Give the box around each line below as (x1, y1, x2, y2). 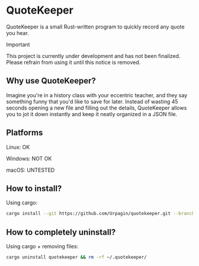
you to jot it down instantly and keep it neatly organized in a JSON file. (6, 110, 178, 117)
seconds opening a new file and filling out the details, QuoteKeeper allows (6, 104, 187, 111)
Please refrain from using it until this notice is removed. (6, 59, 141, 66)
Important (6, 41, 30, 48)
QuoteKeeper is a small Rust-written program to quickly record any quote (6, 23, 185, 30)
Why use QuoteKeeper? (6, 76, 97, 86)
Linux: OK (6, 143, 30, 150)
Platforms (6, 128, 43, 138)
